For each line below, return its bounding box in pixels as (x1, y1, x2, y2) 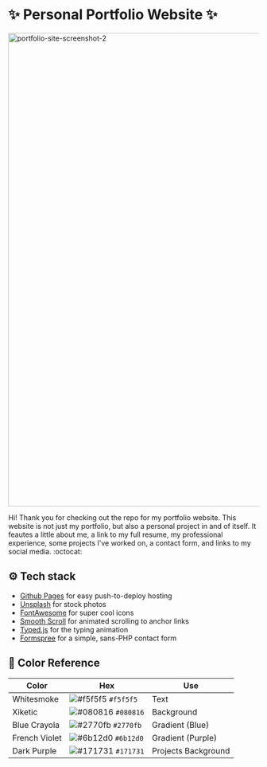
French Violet (12, 732, 62, 743)
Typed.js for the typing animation (19, 624, 129, 634)
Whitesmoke (12, 693, 60, 704)
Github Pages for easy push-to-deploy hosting (19, 591, 172, 601)
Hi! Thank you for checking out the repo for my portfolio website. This (8, 512, 237, 522)
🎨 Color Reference (8, 656, 101, 670)
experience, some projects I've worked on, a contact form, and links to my (8, 538, 252, 547)
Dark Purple (12, 745, 57, 756)
